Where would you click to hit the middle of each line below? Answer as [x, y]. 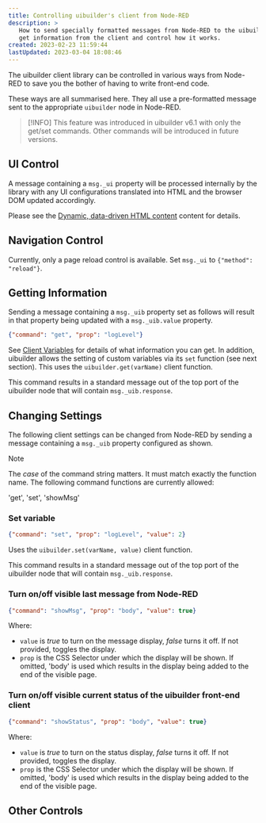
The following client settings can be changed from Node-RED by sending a [130, 435]
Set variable [32, 519]
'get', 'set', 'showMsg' [44, 498]
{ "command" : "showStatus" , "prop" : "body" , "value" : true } [108, 722]
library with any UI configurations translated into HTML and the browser [125, 192]
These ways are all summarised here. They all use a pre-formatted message [133, 99]
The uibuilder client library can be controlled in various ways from [116, 75]
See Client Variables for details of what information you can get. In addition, [131, 350]
